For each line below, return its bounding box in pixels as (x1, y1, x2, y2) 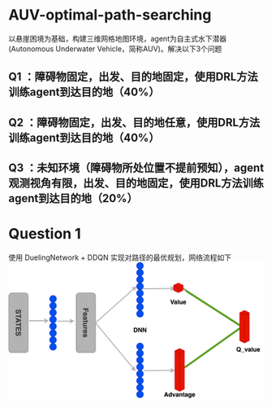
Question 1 (8, 225, 81, 243)
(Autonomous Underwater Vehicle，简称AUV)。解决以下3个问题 (8, 43, 222, 54)
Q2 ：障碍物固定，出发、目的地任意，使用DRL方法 (8, 116, 261, 129)
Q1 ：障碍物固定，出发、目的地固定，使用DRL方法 (8, 70, 258, 84)
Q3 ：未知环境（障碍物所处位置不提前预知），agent (8, 161, 265, 175)
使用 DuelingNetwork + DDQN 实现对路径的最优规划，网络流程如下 (8, 252, 231, 262)
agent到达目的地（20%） (8, 191, 138, 205)
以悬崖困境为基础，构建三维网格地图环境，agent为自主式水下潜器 (8, 33, 227, 43)
